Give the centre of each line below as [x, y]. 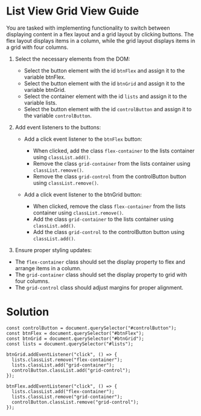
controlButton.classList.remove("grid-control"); [75, 402]
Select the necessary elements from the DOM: [72, 59]
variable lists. [40, 102]
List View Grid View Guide [73, 11]
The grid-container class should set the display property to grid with [101, 275]
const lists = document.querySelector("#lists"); [70, 344]
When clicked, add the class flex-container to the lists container [114, 151]
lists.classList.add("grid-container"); [63, 365]
